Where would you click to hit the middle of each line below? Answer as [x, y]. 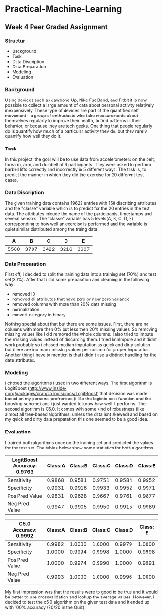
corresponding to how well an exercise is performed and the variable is [76, 224]
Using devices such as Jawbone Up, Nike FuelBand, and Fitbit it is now [76, 100]
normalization [26, 310]
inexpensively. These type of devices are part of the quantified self [72, 111]
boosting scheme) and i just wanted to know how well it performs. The [75, 404]
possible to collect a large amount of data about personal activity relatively [80, 105]
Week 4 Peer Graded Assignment [56, 27]
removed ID [24, 294]
